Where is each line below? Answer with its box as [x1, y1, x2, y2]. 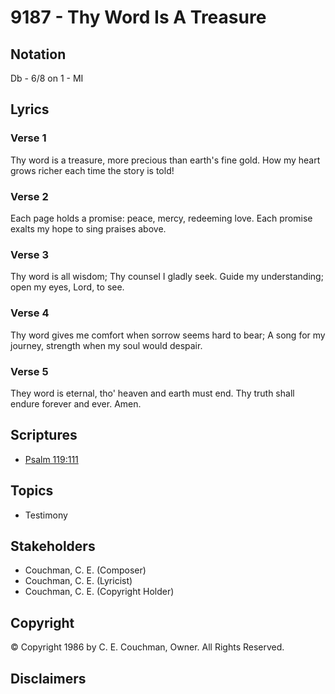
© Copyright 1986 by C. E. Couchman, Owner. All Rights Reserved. [10, 641, 285, 653]
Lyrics [10, 101, 50, 118]
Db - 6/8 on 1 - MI [10, 72, 84, 84]
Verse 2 [10, 189, 49, 203]
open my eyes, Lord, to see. [10, 281, 125, 293]
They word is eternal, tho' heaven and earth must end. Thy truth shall [10, 387, 295, 399]
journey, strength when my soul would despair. [10, 339, 203, 351]
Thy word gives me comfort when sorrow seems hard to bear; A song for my [10, 329, 326, 341]
